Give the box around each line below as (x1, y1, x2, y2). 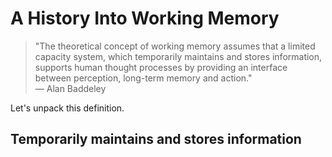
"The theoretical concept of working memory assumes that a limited (34, 40, 316, 52)
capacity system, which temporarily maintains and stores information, (34, 50, 323, 62)
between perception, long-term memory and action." (34, 72, 253, 84)
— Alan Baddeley (34, 82, 107, 94)
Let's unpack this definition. (10, 102, 125, 114)
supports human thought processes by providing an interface (34, 61, 288, 73)
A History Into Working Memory (10, 7, 280, 30)
